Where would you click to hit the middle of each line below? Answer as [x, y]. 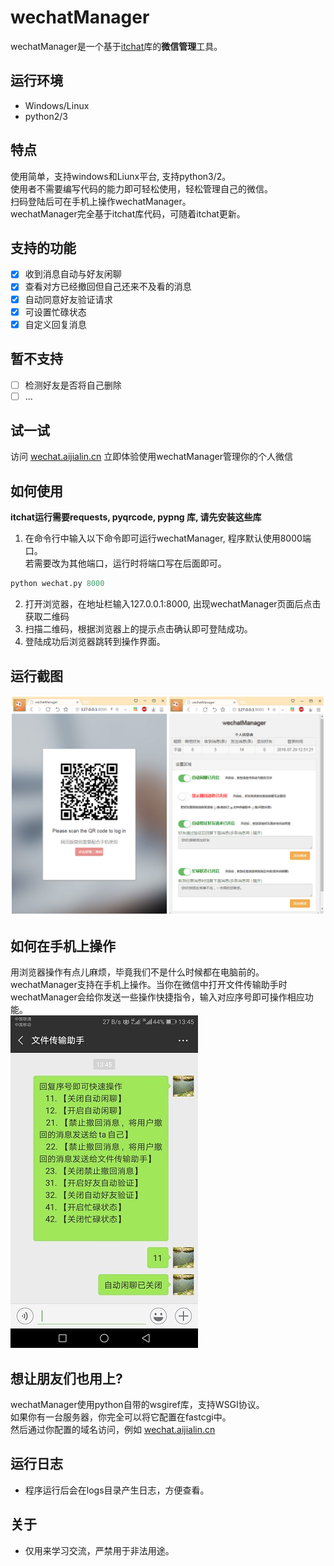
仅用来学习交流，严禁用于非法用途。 [99, 1550]
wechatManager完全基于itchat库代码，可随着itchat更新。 [128, 213]
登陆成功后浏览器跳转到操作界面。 [95, 642]
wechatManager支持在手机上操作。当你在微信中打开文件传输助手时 [149, 985]
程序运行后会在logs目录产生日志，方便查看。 [117, 1490]
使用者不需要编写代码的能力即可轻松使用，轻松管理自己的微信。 [141, 188]
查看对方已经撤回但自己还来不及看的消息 [108, 287]
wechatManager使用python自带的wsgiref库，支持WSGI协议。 [137, 1404]
